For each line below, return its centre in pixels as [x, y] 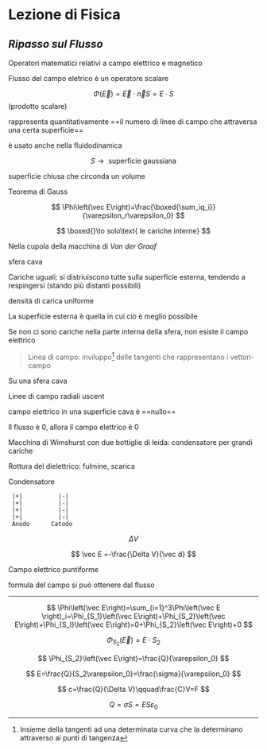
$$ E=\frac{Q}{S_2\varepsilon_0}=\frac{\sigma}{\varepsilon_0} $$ [133, 674]
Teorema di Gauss [38, 191]
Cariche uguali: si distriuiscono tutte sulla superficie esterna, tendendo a [127, 277]
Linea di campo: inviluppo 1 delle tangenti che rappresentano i [128, 356]
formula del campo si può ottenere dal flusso [81, 585]
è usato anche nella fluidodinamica [65, 145]
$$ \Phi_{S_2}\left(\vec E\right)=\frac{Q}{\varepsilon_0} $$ [133, 658]
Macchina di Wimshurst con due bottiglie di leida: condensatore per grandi [130, 442]
